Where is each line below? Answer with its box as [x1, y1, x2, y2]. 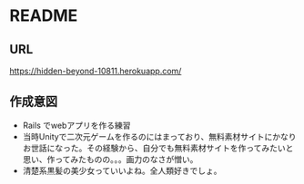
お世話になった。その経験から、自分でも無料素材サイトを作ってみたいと [22, 142, 294, 153]
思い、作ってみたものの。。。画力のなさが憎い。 [22, 153, 198, 164]
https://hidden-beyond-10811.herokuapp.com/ [9, 65, 182, 76]
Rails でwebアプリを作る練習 [22, 120, 131, 131]
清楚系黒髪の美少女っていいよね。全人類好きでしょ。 [22, 165, 222, 176]
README [9, 5, 78, 26]
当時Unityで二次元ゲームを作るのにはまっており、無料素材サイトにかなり [22, 131, 297, 141]
